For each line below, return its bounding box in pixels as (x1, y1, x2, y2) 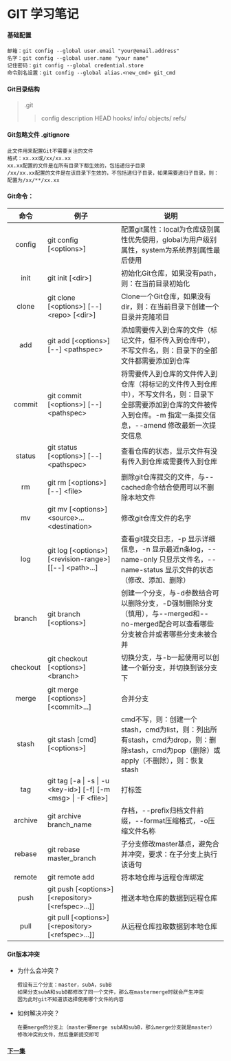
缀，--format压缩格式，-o (121, 816, 208, 825)
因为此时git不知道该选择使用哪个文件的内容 (16, 996, 124, 1003)
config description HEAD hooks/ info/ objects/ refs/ (41, 114, 187, 122)
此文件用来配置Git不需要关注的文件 (7, 147, 93, 155)
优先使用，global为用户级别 (128, 235, 217, 244)
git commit (47, 391, 82, 400)
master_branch (47, 853, 96, 863)
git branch (47, 609, 80, 619)
